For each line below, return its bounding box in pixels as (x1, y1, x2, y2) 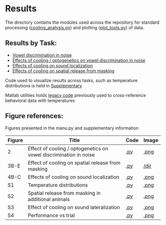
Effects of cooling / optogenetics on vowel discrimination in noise (12, 57, 146, 63)
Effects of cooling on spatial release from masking (12, 68, 115, 74)
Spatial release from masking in (28, 189, 101, 196)
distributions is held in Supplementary (5, 83, 83, 89)
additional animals (28, 196, 70, 203)
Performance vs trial (28, 212, 75, 219)
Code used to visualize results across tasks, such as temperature (5, 77, 138, 83)
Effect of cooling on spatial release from (28, 159, 121, 166)
